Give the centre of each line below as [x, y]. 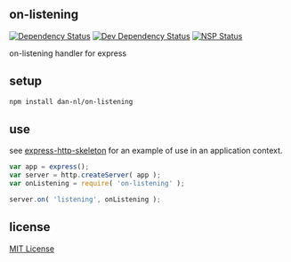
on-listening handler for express [68, 53]
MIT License [32, 249]
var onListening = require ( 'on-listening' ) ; [97, 184]
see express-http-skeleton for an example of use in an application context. [146, 151]
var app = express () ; [49, 167]
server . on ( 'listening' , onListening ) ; [85, 199]
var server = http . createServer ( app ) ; [85, 175]
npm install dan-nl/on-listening [71, 101]
